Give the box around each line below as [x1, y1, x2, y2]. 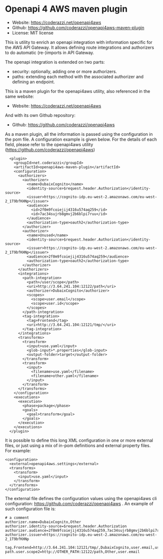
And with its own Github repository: [5, 112, 76, 118]
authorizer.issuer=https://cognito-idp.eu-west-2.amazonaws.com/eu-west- [5, 532, 158, 537]
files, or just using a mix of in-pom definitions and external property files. [5, 442, 151, 448]
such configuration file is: [5, 505, 56, 512]
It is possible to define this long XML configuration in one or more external [5, 437, 154, 443]
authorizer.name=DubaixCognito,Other [5, 520, 81, 524]
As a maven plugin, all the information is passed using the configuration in [5, 131, 153, 137]
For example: [5, 447, 32, 453]
